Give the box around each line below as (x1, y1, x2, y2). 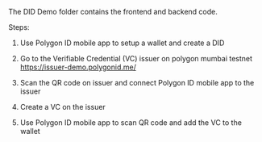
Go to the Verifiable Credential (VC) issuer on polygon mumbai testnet (19, 54, 252, 63)
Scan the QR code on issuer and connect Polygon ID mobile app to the (19, 78, 255, 87)
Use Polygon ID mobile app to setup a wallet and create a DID (19, 38, 225, 48)
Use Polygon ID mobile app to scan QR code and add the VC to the (19, 118, 242, 127)
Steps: (8, 23, 30, 31)
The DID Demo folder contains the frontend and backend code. (8, 7, 218, 16)
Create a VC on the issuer (19, 102, 106, 111)
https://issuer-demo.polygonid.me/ (19, 62, 137, 72)
